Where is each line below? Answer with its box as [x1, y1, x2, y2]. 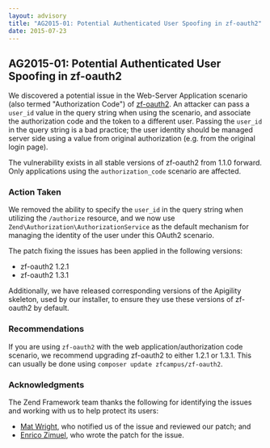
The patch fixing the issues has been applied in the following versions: [8, 246, 243, 256]
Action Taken [8, 186, 62, 198]
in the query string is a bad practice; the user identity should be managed [8, 125, 253, 135]
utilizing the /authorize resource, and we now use [8, 213, 175, 223]
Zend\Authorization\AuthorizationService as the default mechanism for [8, 222, 249, 232]
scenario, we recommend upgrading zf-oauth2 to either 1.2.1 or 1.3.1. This [8, 350, 252, 360]
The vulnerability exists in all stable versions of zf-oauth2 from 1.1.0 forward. [8, 158, 263, 168]
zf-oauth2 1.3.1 [19, 270, 69, 280]
